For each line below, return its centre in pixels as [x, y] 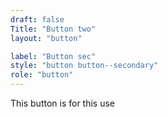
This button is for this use [63, 103]
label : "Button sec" [53, 56]
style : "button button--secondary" [84, 66]
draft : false [37, 19]
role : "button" [42, 75]
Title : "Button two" [53, 29]
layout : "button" [46, 38]
